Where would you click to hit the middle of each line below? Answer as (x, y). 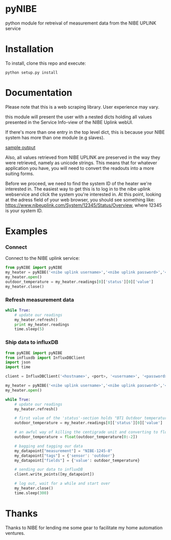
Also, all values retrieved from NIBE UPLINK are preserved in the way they (83, 157)
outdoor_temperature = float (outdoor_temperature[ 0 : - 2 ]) (76, 437)
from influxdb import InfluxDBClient (45, 358)
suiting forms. (20, 174)
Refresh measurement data (40, 300)
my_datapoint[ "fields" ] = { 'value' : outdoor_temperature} (77, 460)
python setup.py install (32, 72)
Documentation (39, 93)
